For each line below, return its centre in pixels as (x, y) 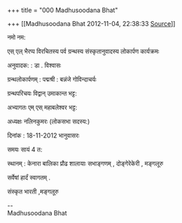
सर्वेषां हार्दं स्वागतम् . (29, 177)
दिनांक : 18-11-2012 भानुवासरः (43, 135)
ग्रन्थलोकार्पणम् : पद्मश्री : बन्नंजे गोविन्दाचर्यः (52, 79)
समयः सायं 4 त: (25, 149)
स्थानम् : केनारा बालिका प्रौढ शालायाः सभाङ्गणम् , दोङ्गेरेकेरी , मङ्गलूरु (85, 163)
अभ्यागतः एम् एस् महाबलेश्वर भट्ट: (42, 107)
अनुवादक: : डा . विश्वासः (34, 65)
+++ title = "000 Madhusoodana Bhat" (63, 10)
